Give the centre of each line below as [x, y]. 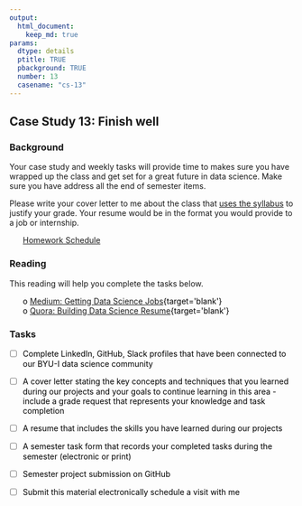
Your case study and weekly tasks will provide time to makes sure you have [150, 167]
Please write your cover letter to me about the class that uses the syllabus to [151, 203]
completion [43, 411]
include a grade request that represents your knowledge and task [144, 401]
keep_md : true [52, 34]
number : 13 [38, 77]
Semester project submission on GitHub [96, 474]
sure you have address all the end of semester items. [108, 186]
